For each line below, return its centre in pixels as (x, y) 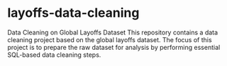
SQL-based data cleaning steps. (54, 55)
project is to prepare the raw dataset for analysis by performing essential (114, 47)
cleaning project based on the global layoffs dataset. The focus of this (110, 39)
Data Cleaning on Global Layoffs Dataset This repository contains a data (113, 32)
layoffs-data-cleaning (73, 13)
